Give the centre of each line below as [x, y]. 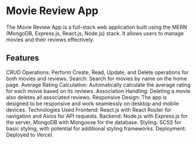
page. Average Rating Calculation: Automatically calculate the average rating [98, 85]
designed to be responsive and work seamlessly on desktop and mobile [93, 103]
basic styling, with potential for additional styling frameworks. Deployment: [96, 128]
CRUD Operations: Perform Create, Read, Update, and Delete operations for [97, 72]
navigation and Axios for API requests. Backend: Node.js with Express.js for [97, 116]
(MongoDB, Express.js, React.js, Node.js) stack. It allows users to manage [95, 33]
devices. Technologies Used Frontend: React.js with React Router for [89, 109]
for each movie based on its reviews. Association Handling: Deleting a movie [98, 91]
